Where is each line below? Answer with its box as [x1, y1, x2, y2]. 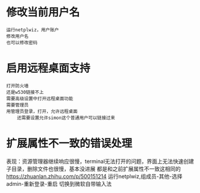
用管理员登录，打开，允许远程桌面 [6, 108, 78, 114]
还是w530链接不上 [6, 89, 44, 95]
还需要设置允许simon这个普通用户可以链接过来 [17, 115, 116, 121]
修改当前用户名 [6, 5, 80, 19]
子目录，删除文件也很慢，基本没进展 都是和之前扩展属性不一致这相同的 [6, 165, 181, 172]
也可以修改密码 [6, 40, 38, 46]
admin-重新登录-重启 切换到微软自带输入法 [6, 180, 112, 187]
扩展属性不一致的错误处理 [6, 136, 133, 150]
